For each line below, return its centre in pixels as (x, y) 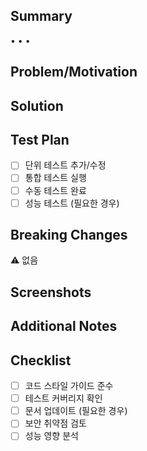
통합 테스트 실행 (55, 178)
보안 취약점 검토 (55, 423)
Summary (41, 16)
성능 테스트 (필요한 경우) (72, 203)
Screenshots (51, 292)
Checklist (41, 360)
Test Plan (40, 139)
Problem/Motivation (74, 72)
